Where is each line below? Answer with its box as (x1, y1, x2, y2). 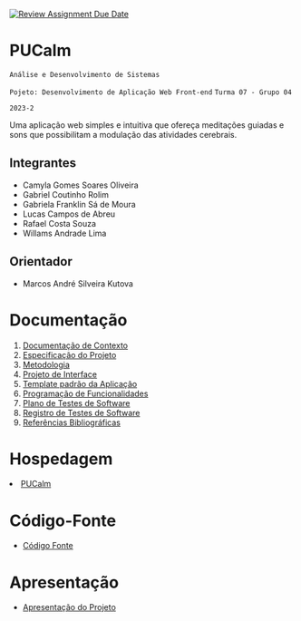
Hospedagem (9, 449, 113, 469)
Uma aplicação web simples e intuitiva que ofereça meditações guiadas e (9, 119, 285, 131)
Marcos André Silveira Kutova (22, 277, 134, 289)
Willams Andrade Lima (22, 228, 107, 238)
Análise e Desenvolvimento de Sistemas (9, 70, 160, 79)
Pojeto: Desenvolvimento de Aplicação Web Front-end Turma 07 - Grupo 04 (9, 87, 292, 97)
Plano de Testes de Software (22, 397, 131, 408)
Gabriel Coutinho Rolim (22, 189, 109, 199)
